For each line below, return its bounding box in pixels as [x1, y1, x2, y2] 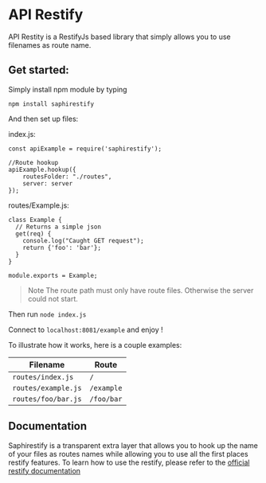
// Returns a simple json [15, 223, 102, 231]
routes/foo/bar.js [12, 394, 82, 403]
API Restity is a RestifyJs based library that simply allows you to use [8, 32, 231, 41]
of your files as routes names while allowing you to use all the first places [8, 449, 248, 458]
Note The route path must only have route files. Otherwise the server [27, 285, 254, 295]
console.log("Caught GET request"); [22, 236, 145, 244]
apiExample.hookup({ [8, 166, 77, 173]
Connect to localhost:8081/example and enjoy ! [8, 325, 163, 334]
